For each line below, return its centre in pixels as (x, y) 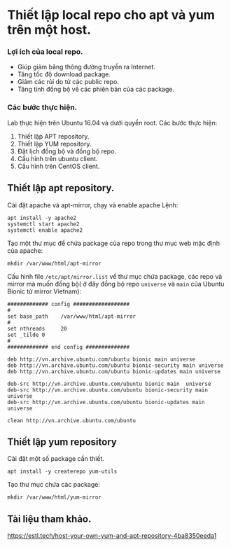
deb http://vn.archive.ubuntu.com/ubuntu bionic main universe (101, 359)
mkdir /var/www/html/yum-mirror (54, 497)
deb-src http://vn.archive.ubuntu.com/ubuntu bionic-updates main (106, 402)
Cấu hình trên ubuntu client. (57, 158)
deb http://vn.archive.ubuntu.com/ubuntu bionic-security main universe (115, 365)
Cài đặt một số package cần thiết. (56, 459)
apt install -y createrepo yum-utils (62, 472)
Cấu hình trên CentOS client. (58, 166)
